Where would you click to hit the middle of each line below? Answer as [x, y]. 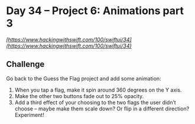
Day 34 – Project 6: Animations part [95, 11]
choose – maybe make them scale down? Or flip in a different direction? [102, 108]
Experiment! [29, 115]
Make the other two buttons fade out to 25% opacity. [79, 96]
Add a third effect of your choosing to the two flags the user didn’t [95, 102]
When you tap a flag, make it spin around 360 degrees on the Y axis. [98, 90]
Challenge [25, 64]
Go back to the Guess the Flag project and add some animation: [84, 78]
